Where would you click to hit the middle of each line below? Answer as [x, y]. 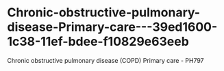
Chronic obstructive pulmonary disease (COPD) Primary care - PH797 [105, 60]
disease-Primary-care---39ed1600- [112, 27]
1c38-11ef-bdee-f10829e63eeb [98, 42]
